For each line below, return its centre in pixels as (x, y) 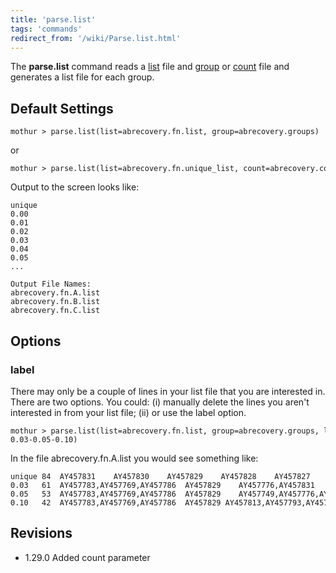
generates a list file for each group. (82, 77)
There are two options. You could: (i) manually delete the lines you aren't (160, 402)
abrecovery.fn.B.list (55, 302)
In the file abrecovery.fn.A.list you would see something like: (134, 458)
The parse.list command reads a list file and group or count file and (150, 67)
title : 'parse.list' (53, 19)
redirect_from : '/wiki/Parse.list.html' (96, 38)
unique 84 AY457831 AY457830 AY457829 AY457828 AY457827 (160, 476)
